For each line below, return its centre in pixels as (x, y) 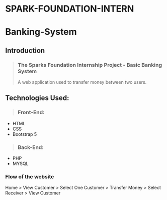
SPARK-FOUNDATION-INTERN (70, 9)
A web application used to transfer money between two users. (82, 82)
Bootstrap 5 (25, 134)
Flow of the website (30, 176)
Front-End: (31, 113)
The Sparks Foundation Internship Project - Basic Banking (90, 65)
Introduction (25, 50)
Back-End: (30, 147)
